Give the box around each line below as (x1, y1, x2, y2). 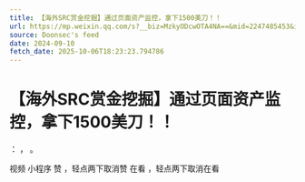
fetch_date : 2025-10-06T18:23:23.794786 (9, 47, 165, 56)
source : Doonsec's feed (9, 30, 100, 39)
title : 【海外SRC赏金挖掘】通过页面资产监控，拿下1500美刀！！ (9, 13, 222, 23)
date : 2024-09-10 (9, 38, 75, 48)
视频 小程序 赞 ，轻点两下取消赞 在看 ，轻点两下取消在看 (9, 163, 220, 174)
